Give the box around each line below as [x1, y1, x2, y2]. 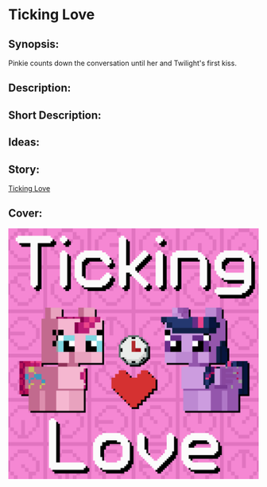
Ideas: [8, 135, 40, 149]
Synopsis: [8, 37, 60, 51]
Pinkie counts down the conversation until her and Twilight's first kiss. [8, 58, 237, 68]
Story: [8, 162, 40, 176]
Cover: [8, 207, 43, 220]
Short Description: [8, 108, 102, 122]
